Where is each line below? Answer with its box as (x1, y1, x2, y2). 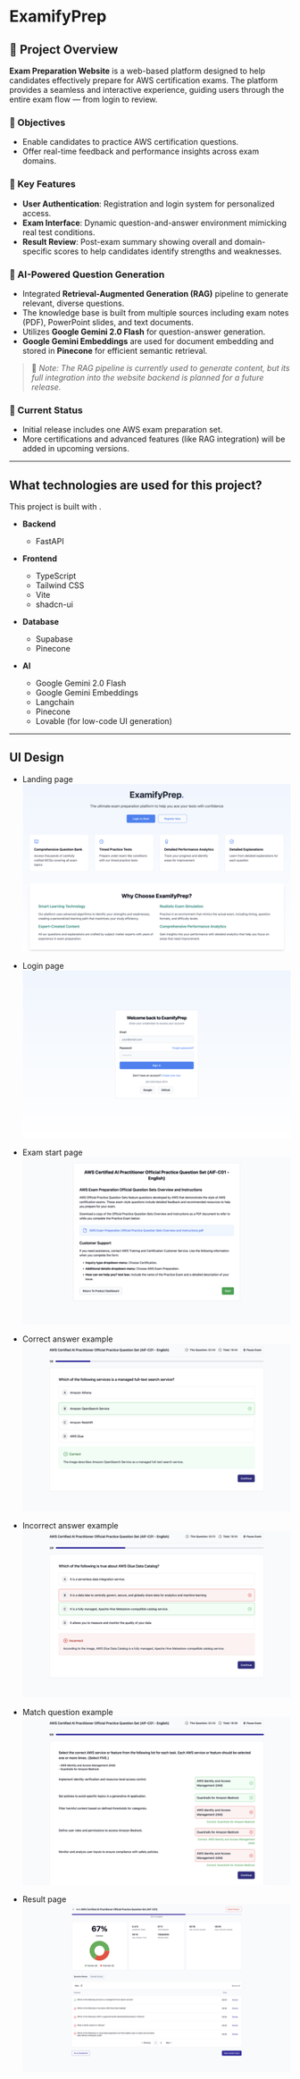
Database (21, 617, 60, 627)
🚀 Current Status (9, 404, 83, 417)
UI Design (9, 750, 64, 765)
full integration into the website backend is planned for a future (30, 372, 264, 383)
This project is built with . (9, 501, 102, 511)
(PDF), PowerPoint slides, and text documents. (21, 316, 195, 327)
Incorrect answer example (21, 1520, 119, 1531)
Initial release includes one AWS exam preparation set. (21, 425, 223, 435)
